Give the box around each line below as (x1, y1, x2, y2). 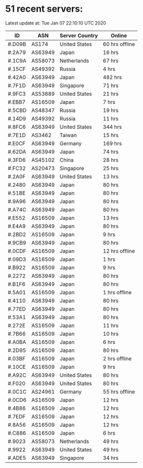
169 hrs (103, 140, 122, 147)
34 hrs (103, 454, 119, 461)
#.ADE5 (8, 454, 26, 461)
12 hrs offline (103, 247, 135, 255)
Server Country (59, 32, 98, 39)
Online (111, 32, 127, 39)
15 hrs (103, 131, 119, 139)
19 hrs (103, 106, 119, 114)
